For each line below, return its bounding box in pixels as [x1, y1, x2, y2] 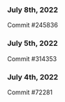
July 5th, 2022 [7, 39, 58, 49]
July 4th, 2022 [7, 72, 59, 82]
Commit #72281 [7, 88, 53, 96]
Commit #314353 [7, 54, 57, 63]
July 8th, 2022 [7, 5, 58, 15]
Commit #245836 [7, 21, 58, 30]
